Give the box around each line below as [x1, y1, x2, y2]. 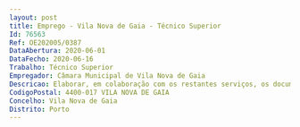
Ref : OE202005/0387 [9, 38, 82, 47]
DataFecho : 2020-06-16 [9, 55, 94, 63]
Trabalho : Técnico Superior [9, 63, 114, 72]
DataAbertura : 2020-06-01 [9, 47, 105, 55]
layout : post [9, 13, 58, 22]
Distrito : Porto [9, 105, 70, 114]
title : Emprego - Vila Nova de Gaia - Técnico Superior [9, 21, 221, 30]
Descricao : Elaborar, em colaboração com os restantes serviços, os [9, 80, 270, 89]
